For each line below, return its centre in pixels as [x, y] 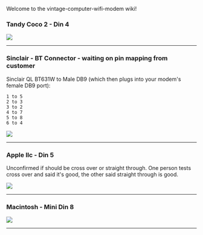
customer [21, 66]
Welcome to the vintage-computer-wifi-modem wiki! [72, 9]
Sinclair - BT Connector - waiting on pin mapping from [87, 58]
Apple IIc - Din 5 [30, 155]
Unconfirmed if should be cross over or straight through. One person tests [99, 168]
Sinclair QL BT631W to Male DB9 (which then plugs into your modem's [94, 79]
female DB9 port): [28, 85]
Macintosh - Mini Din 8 [40, 207]
